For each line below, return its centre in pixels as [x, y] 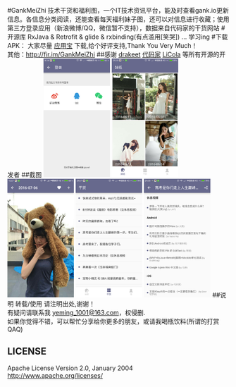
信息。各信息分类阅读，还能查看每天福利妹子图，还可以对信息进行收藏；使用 [118, 19]
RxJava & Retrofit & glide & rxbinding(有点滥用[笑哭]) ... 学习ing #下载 [128, 37]
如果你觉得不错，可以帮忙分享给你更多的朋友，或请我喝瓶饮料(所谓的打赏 [113, 321]
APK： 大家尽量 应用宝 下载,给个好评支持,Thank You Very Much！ [103, 45]
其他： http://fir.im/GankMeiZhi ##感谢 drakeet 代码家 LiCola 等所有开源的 [113, 54]
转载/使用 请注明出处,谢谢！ [55, 303]
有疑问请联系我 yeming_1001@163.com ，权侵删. [76, 312]
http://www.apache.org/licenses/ [55, 376]
